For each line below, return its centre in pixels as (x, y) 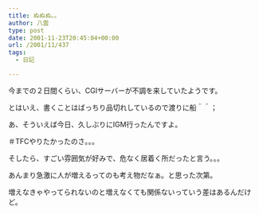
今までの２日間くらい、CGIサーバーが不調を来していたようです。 (115, 90)
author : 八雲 (29, 23)
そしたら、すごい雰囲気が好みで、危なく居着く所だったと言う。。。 (116, 158)
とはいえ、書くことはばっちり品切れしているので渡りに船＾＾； (113, 107)
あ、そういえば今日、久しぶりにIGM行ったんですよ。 (95, 124)
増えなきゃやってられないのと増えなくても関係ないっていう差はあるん (123, 192)
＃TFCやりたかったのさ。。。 (54, 141)
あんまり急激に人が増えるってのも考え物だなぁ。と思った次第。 (113, 175)
